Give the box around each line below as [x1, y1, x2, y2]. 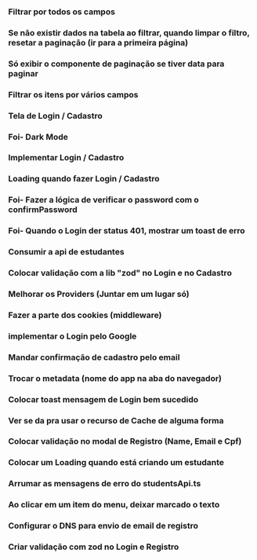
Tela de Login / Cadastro [8, 110, 103, 121]
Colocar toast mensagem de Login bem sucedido [8, 393, 199, 404]
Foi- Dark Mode [8, 131, 69, 142]
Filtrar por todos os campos [8, 6, 116, 17]
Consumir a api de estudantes [8, 247, 125, 258]
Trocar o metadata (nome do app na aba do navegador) [8, 372, 222, 383]
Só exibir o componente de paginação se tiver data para [8, 58, 225, 69]
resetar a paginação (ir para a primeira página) [8, 37, 189, 48]
